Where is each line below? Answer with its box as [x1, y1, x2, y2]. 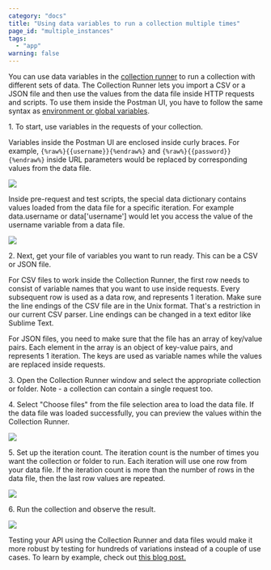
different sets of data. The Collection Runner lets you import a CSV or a [8, 80, 246, 90]
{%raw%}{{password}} [161, 147, 231, 155]
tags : [8, 34, 27, 43]
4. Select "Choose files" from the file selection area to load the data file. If [8, 400, 255, 409]
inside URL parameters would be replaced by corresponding [46, 155, 248, 164]
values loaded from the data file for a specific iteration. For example [8, 203, 235, 212]
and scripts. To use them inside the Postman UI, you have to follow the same [8, 98, 263, 107]
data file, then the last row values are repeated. [8, 474, 166, 483]
